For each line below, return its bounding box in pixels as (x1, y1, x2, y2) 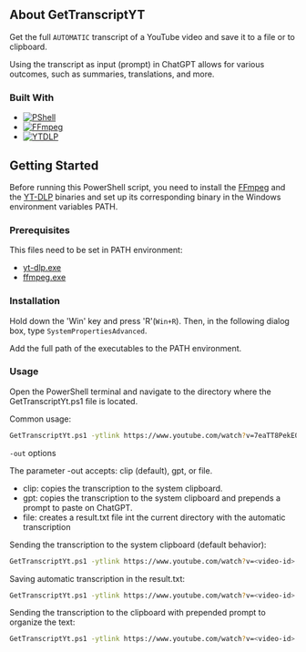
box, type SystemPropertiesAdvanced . (9, 325, 148, 336)
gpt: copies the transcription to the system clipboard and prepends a (22, 492, 280, 504)
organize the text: (9, 616, 76, 627)
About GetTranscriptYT (9, 7, 146, 23)
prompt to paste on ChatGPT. (22, 502, 133, 513)
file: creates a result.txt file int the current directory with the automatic (22, 512, 286, 523)
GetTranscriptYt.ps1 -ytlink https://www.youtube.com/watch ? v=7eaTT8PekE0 (9, 431, 300, 440)
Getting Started (9, 158, 99, 173)
